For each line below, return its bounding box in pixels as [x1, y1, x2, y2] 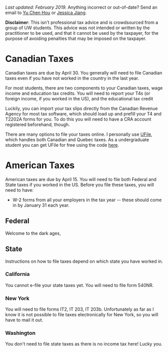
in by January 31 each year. [12, 202, 69, 208]
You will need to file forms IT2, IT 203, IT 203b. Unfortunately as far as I [5, 306, 154, 312]
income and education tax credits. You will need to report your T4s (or [5, 90, 150, 96]
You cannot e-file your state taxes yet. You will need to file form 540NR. [5, 282, 154, 288]
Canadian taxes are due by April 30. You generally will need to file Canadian [5, 70, 162, 76]
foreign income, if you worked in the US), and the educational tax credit [5, 95, 153, 101]
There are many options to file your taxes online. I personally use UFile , [5, 131, 152, 137]
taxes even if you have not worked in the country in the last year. [5, 75, 139, 81]
